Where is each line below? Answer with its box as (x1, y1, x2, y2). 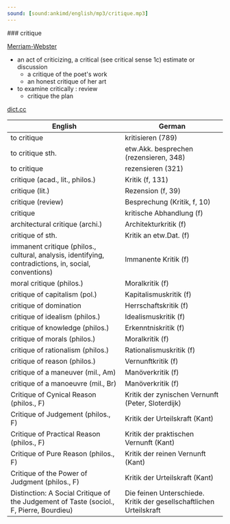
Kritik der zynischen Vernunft (125, 390, 219, 399)
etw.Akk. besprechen (125, 144, 194, 153)
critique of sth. (10, 230, 57, 240)
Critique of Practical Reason (10, 429, 101, 438)
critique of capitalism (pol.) (10, 289, 97, 299)
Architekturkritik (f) (125, 219, 187, 229)
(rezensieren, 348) (125, 152, 186, 162)
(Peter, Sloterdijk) (125, 398, 181, 408)
